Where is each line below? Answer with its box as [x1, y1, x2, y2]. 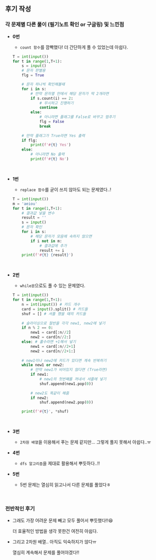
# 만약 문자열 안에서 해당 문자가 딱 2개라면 [30, 91, 109, 96]
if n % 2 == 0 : [21, 325, 53, 330]
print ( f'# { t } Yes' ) [30, 143, 71, 148]
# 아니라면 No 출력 [30, 152, 65, 157]
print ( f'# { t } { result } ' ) [21, 252, 73, 257]
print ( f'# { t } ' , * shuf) [21, 409, 69, 414]
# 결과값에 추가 [39, 243, 67, 248]
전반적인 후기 [5, 505, 35, 512]
